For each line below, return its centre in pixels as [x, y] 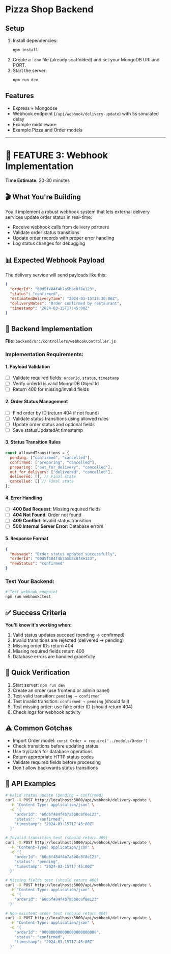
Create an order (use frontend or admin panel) [61, 690]
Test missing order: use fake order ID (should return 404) [73, 707]
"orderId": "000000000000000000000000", [58, 933]
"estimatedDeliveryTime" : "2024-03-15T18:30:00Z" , [65, 298]
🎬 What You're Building [43, 197]
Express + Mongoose [35, 108]
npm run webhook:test [28, 597]
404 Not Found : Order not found [47, 515]
